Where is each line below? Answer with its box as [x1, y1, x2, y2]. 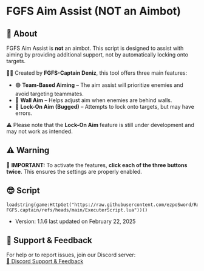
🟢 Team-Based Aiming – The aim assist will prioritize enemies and [15, 81, 183, 89]
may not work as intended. [6, 128, 73, 135]
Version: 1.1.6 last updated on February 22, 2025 [15, 218, 136, 225]
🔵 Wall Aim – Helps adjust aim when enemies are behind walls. [15, 97, 172, 104]
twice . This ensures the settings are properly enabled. [6, 168, 143, 175]
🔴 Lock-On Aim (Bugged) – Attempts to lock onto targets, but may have [15, 103, 194, 110]
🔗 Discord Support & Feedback [6, 258, 84, 265]
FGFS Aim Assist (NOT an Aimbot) [6, 4, 181, 18]
